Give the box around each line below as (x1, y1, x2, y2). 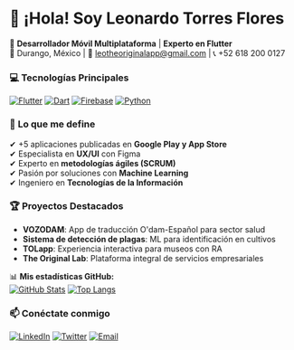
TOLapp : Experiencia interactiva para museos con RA (22, 243, 223, 254)
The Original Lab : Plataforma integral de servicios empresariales (22, 252, 264, 263)
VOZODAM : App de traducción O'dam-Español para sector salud (22, 223, 265, 234)
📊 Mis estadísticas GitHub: (9, 270, 115, 281)
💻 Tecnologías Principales (9, 71, 129, 84)
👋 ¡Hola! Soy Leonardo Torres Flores (9, 8, 285, 29)
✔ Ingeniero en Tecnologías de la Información (9, 176, 184, 188)
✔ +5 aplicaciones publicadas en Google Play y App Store (9, 138, 228, 149)
